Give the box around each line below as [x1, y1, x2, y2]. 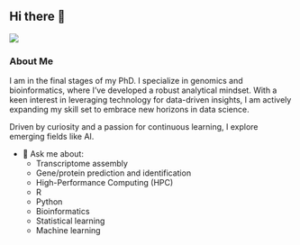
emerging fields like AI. [9, 132, 95, 142]
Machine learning [35, 225, 101, 236]
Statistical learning [35, 215, 105, 226]
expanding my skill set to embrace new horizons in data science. [9, 104, 250, 115]
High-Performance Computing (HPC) [35, 177, 174, 188]
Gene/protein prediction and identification [35, 168, 192, 178]
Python [35, 196, 63, 207]
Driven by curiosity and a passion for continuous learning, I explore [9, 122, 259, 132]
